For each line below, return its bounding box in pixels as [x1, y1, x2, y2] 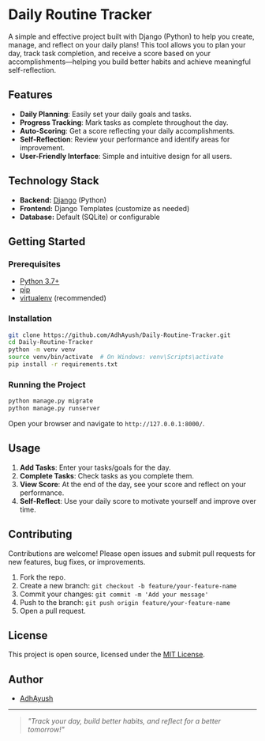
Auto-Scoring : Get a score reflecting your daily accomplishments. [19, 126, 235, 135]
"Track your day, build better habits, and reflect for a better [27, 716, 221, 726]
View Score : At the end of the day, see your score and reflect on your [19, 479, 247, 489]
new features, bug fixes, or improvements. [8, 557, 146, 566]
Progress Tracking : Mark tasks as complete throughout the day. [19, 117, 229, 127]
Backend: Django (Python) [19, 195, 107, 205]
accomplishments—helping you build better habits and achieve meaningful [8, 57, 251, 66]
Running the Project [8, 379, 86, 390]
